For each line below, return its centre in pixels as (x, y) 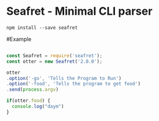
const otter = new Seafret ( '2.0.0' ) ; (54, 61)
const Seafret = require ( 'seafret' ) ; (54, 56)
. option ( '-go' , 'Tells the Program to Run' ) (64, 78)
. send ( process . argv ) (33, 90)
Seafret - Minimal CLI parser (79, 11)
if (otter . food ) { (28, 101)
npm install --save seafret (42, 28)
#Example (19, 39)
